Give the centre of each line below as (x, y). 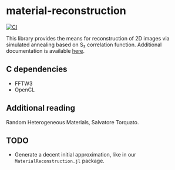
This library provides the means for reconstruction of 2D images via (88, 38)
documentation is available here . (46, 50)
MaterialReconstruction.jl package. (59, 161)
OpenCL (25, 90)
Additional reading (41, 108)
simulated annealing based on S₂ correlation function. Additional (84, 45)
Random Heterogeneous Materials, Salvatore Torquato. (73, 122)
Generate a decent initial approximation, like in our (75, 155)
